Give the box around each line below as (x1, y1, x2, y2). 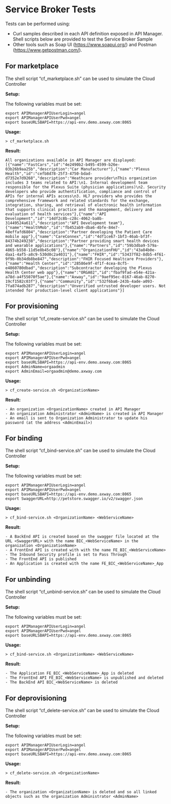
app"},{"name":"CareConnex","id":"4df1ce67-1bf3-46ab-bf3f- (21, 234, 153, 239)
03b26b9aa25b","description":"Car (5, 166, 79, 171)
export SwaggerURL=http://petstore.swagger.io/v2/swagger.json (5, 496, 143, 502)
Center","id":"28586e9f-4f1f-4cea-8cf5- (41, 261, 130, 266)
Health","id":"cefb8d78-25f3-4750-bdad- (5, 171, 93, 176)
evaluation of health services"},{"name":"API (5, 212, 106, 217)
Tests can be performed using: (5, 21, 70, 27)
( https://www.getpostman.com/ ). (12, 47, 82, 53)
